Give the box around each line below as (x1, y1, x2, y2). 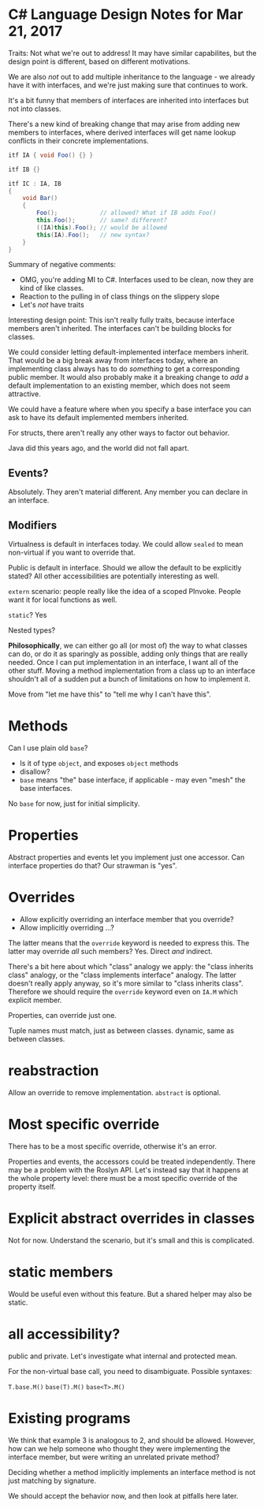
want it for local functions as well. (8, 595, 117, 604)
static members (8, 1263, 113, 1281)
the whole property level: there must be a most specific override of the (8, 1173, 238, 1183)
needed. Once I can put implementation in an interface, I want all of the (8, 658, 239, 667)
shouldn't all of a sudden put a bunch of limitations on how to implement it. (8, 674, 251, 684)
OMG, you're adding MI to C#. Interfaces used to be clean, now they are (19, 275, 254, 284)
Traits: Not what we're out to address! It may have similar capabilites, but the (8, 48, 257, 58)
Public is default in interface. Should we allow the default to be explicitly (8, 563, 242, 573)
